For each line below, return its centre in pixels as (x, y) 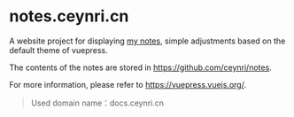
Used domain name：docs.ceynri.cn (97, 103)
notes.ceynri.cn (69, 16)
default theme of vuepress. (58, 50)
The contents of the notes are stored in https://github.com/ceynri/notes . (140, 67)
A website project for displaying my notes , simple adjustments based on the (147, 41)
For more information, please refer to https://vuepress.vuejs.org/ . (128, 84)
